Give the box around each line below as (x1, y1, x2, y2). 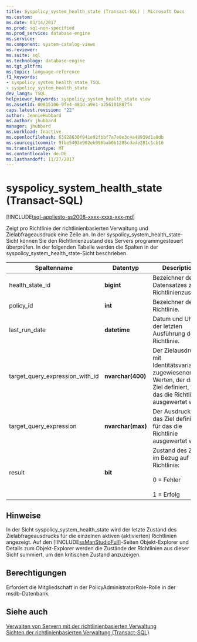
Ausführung (152, 330, 186, 338)
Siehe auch (6, 607, 48, 617)
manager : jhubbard (6, 123, 51, 129)
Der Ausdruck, (152, 407, 192, 416)
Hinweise (6, 510, 41, 520)
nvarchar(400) (104, 372, 147, 380)
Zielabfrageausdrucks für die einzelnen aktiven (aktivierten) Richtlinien (6, 533, 177, 539)
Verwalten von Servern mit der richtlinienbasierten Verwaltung (6, 623, 157, 630)
